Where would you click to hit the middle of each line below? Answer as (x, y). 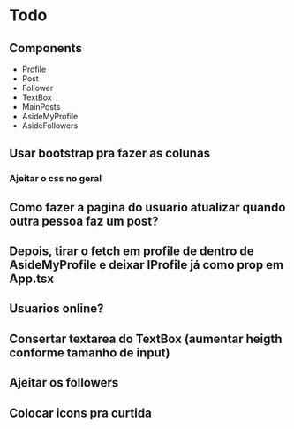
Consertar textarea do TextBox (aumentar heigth (146, 338)
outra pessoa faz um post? (84, 221)
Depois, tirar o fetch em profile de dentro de (132, 252)
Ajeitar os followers (64, 383)
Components (45, 48)
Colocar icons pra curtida (80, 413)
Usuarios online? (57, 309)
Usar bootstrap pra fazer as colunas (109, 153)
